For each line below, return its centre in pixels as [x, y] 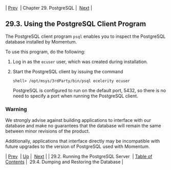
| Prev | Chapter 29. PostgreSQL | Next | [49, 8]
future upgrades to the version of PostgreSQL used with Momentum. [78, 146]
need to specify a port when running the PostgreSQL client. [75, 96]
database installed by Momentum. [41, 41]
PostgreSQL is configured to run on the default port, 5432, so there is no [89, 90]
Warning [16, 109]
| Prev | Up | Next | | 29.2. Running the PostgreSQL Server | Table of [79, 157]
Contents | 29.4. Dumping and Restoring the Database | [65, 162]
